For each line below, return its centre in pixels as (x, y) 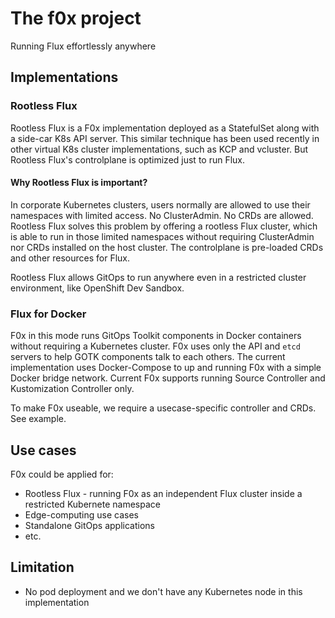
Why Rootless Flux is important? (79, 183)
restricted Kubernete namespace (92, 504)
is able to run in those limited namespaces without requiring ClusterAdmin (162, 236)
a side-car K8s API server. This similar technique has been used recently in (165, 138)
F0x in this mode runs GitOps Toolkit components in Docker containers (156, 336)
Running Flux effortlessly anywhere (83, 46)
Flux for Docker (48, 314)
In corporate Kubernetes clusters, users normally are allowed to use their (160, 204)
